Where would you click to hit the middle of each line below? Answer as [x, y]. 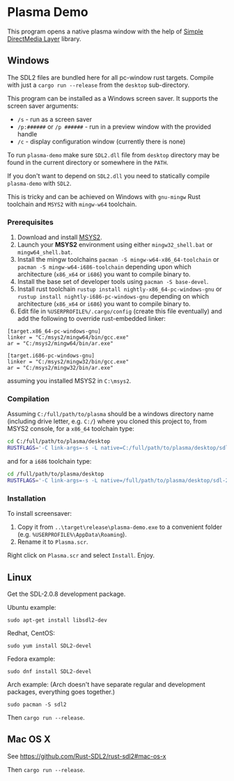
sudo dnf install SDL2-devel [49, 671]
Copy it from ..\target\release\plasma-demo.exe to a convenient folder [120, 527]
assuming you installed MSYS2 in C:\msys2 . [69, 381]
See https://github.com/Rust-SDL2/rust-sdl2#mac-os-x [87, 756]
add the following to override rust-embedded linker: [91, 319]
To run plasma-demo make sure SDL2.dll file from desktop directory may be [114, 155]
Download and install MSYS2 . [60, 237]
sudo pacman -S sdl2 [37, 704]
